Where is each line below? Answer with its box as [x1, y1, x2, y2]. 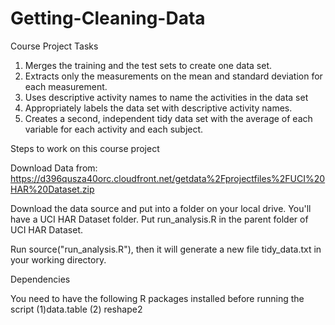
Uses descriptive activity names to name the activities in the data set [24, 91, 309, 103]
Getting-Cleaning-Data [10, 7, 206, 30]
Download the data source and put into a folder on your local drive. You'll [10, 202, 312, 214]
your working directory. [10, 253, 107, 266]
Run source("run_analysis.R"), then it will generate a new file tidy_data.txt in [10, 243, 322, 255]
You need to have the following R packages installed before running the [10, 292, 305, 304]
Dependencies [10, 273, 71, 285]
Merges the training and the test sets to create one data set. [24, 59, 272, 71]
